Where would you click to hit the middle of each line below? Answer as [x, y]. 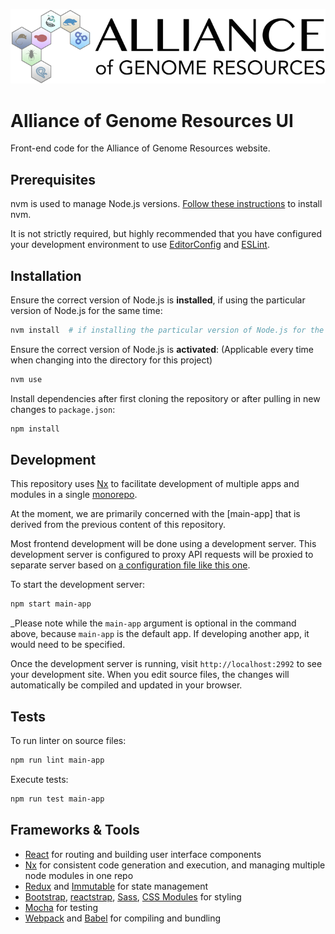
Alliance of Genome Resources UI [152, 120]
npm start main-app [51, 604]
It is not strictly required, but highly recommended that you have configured [166, 234]
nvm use [26, 379]
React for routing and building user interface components [143, 854]
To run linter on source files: [68, 741]
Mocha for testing [61, 907]
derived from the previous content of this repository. [118, 525]
